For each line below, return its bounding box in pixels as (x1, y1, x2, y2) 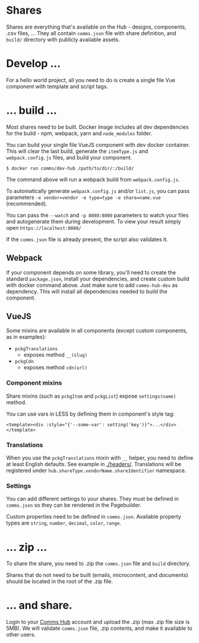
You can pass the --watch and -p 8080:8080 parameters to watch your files (6, 211, 189, 219)
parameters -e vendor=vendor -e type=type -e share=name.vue (6, 193, 161, 201)
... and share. (6, 599, 72, 612)
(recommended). (6, 200, 48, 207)
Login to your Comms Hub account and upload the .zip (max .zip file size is (6, 619, 190, 626)
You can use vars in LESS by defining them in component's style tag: (6, 410, 175, 417)
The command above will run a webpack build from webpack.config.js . (6, 176, 180, 183)
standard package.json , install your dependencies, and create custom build (6, 275, 189, 282)
